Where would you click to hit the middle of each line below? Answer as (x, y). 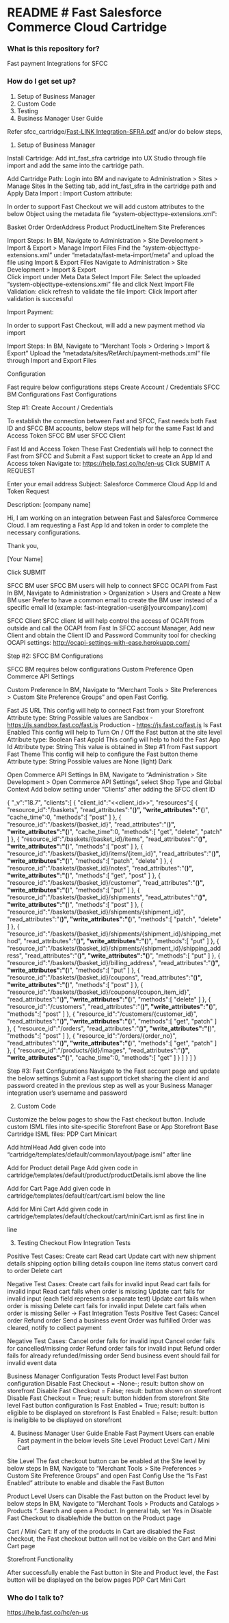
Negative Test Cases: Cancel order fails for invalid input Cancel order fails (111, 1341)
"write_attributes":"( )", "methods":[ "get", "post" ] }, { (84, 875)
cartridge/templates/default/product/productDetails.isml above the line (107, 1175)
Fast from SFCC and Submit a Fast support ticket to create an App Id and (110, 456)
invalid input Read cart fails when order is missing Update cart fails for (106, 1291)
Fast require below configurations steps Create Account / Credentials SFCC (113, 387)
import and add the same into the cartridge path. (76, 165)
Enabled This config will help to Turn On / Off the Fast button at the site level (114, 732)
